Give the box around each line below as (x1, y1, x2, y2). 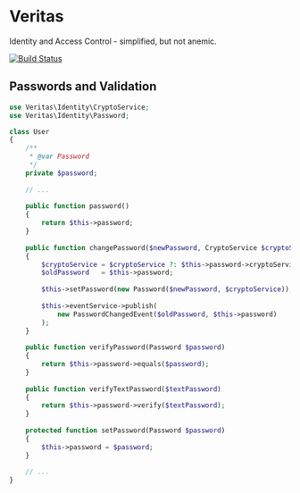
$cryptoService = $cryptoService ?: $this (41, 260, 202, 269)
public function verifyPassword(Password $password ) (25, 343, 226, 352)
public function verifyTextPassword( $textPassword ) (25, 384, 221, 394)
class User (9, 127, 50, 136)
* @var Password (29, 152, 90, 162)
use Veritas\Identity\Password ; (9, 111, 129, 120)
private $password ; (25, 168, 98, 178)
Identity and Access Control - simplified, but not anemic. (9, 36, 217, 46)
